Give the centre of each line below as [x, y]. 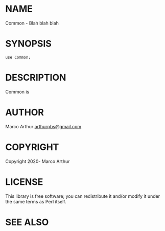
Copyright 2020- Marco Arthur [38, 161]
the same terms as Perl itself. [36, 201]
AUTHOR [25, 112]
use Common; [18, 57]
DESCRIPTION [36, 78]
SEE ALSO [27, 222]
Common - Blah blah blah [32, 23]
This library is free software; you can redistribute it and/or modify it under [83, 196]
